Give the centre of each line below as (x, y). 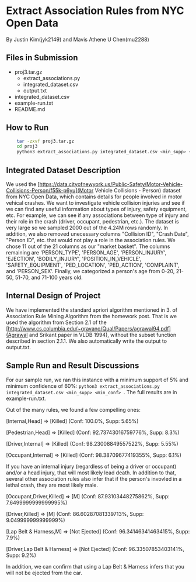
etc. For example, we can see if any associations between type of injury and (97, 215)
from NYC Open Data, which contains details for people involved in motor (94, 197)
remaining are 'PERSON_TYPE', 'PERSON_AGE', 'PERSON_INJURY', (86, 252)
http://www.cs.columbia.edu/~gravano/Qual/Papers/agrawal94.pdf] (89, 328)
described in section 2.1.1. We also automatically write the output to (87, 341)
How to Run (27, 128)
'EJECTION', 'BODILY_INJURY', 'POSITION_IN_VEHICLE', (74, 259)
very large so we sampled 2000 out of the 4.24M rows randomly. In (87, 228)
